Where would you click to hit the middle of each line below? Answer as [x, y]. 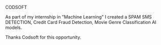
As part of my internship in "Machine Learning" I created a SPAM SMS [79, 17]
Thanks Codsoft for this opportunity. [43, 37]
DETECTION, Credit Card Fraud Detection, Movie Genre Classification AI [81, 22]
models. [14, 27]
